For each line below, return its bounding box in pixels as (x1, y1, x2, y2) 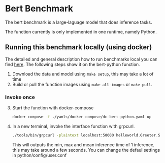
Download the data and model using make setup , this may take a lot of (12, 71, 154, 77)
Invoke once (5, 94, 35, 100)
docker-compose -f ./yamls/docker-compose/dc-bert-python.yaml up (12, 114, 152, 120)
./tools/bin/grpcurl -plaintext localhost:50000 (12, 132, 114, 138)
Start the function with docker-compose (12, 105, 94, 111)
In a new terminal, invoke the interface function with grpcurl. (12, 123, 135, 129)
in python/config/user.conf (12, 152, 67, 158)
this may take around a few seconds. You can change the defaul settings (12, 147, 160, 153)
